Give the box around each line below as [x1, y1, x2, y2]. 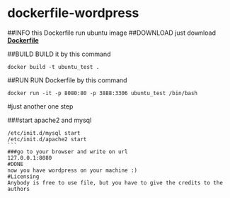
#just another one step [7, 101, 74, 111]
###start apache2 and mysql [7, 116, 92, 124]
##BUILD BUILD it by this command [7, 50, 111, 58]
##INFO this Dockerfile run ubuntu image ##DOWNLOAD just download [7, 28, 216, 37]
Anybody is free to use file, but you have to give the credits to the [7, 179, 223, 186]
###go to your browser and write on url [7, 148, 129, 155]
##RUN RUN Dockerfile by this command [7, 76, 127, 84]
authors [7, 185, 30, 192]
